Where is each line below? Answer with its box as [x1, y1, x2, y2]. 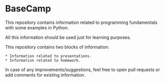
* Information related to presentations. [5, 53, 92, 59]
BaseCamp [5, 3, 51, 14]
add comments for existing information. [5, 72, 86, 78]
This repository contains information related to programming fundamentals [5, 19, 158, 25]
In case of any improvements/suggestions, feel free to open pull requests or [5, 67, 160, 73]
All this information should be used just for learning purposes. [5, 34, 131, 40]
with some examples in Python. [5, 24, 69, 30]
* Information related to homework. [5, 58, 81, 63]
